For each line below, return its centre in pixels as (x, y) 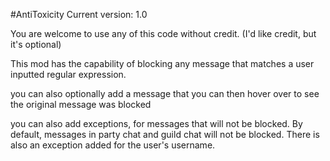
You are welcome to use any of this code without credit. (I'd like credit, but (163, 33)
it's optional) (36, 44)
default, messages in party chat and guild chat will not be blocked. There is (165, 134)
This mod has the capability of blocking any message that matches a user (162, 63)
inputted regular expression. (68, 74)
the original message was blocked (81, 104)
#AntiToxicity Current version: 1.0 (79, 14)
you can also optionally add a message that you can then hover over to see (165, 93)
